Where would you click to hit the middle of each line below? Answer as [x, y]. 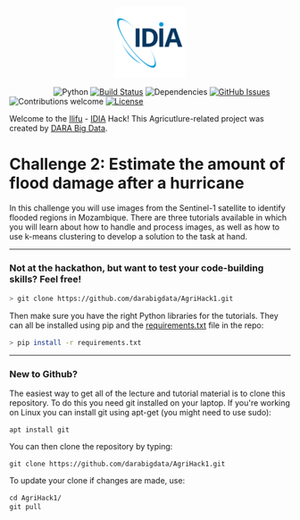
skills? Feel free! [46, 279]
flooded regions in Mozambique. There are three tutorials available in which [148, 217]
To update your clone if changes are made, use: [97, 481]
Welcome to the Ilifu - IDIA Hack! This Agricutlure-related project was [137, 118]
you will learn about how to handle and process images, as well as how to [144, 227]
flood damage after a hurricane [127, 184]
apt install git [39, 430]
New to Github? [44, 373]
